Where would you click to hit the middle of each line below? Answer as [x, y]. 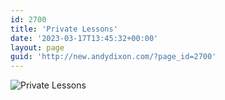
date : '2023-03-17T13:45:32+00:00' [84, 38]
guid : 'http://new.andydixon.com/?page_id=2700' [113, 57]
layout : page [37, 47]
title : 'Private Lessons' [64, 29]
